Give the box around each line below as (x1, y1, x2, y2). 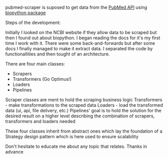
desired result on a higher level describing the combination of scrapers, (5, 113, 155, 119)
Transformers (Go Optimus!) (12, 76, 72, 82)
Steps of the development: (5, 20, 61, 25)
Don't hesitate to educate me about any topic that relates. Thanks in (5, 143, 147, 149)
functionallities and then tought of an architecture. (5, 51, 110, 57)
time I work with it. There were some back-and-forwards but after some (5, 40, 155, 46)
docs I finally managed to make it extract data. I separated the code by (5, 46, 153, 51)
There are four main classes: (5, 61, 65, 67)
